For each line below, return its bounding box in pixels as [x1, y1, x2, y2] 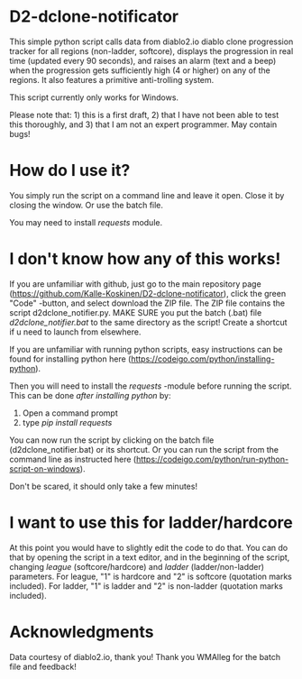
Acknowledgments [9, 621, 155, 642]
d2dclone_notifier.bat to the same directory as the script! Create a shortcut [9, 317, 288, 327]
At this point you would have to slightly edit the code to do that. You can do [9, 542, 288, 553]
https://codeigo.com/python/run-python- [135, 454, 289, 464]
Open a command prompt [22, 408, 119, 418]
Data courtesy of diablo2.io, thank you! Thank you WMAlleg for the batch [9, 651, 281, 662]
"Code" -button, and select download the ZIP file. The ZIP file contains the [9, 298, 286, 308]
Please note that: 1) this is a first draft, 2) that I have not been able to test [9, 109, 279, 120]
